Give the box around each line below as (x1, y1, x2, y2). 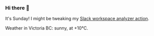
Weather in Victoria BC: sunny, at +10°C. (5, 25, 88, 31)
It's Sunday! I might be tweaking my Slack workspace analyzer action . (5, 16, 149, 22)
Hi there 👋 (5, 4, 30, 11)
